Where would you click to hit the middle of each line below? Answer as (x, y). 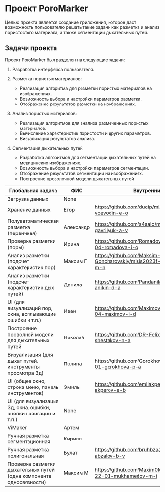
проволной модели (30, 334)
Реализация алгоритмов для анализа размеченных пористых (84, 123)
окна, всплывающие (32, 314)
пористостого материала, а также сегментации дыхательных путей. (77, 32)
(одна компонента (29, 476)
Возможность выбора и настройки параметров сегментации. (84, 168)
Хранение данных (29, 210)
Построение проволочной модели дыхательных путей (77, 178)
